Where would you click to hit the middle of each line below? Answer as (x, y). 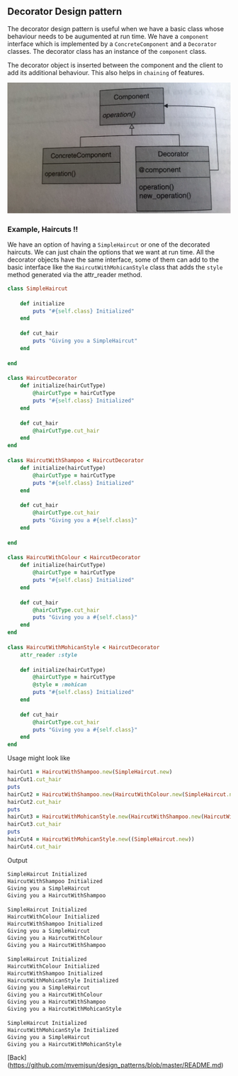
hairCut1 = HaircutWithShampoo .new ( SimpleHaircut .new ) (90, 772)
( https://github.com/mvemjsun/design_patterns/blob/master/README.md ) (115, 1065)
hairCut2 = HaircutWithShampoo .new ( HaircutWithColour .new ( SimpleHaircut (117, 794)
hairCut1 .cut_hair (34, 780)
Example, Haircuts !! (43, 229)
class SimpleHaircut (38, 288)
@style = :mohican (60, 685)
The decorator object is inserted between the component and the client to (115, 65)
